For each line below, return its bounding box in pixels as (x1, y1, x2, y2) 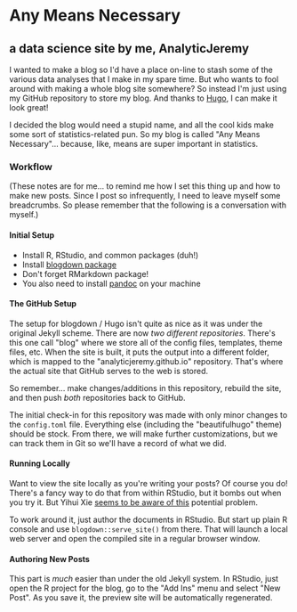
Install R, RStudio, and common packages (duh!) (21, 249, 199, 260)
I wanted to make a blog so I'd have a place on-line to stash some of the (9, 64, 274, 75)
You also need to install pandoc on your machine (21, 278, 202, 289)
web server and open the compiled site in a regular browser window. (9, 533, 261, 543)
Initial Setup (9, 229, 55, 241)
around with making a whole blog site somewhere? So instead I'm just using (9, 84, 287, 94)
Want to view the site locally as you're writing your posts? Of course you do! (9, 477, 288, 488)
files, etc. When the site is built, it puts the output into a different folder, (9, 347, 269, 357)
